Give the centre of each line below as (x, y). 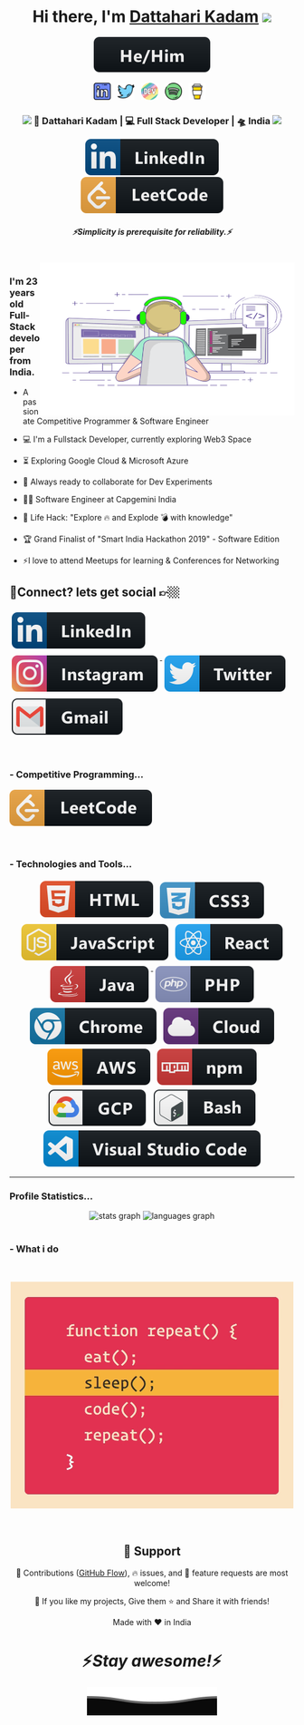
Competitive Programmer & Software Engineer (123, 421)
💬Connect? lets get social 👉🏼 (95, 592)
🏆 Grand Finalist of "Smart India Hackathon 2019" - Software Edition (151, 539)
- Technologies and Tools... (71, 863)
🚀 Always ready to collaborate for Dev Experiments (117, 482)
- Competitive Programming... (77, 775)
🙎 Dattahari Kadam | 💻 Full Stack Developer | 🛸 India (152, 121)
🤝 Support (152, 1551)
